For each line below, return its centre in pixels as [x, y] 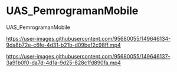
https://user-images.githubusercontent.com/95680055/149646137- [88, 56]
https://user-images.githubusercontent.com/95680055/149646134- [88, 38]
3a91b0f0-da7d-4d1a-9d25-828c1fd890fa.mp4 [63, 63]
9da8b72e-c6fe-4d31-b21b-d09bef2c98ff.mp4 [63, 45]
